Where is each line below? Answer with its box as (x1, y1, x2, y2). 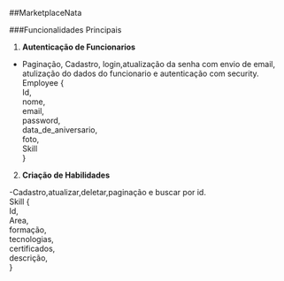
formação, (9, 224, 47, 235)
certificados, (9, 243, 56, 254)
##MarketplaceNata (9, 8, 82, 18)
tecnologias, (9, 234, 55, 244)
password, (21, 115, 61, 125)
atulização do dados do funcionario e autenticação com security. (21, 68, 259, 79)
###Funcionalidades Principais (9, 25, 122, 34)
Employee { (21, 78, 65, 87)
